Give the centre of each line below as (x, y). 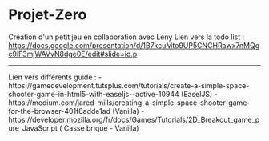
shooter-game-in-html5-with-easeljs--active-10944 (94, 94)
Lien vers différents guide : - (55, 77)
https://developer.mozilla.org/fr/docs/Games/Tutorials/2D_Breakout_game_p (134, 119)
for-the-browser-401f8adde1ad (59, 111)
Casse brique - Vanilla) (101, 128)
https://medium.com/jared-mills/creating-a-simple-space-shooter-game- (129, 103)
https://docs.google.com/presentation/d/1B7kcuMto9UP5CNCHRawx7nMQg (134, 45)
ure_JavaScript (33, 128)
